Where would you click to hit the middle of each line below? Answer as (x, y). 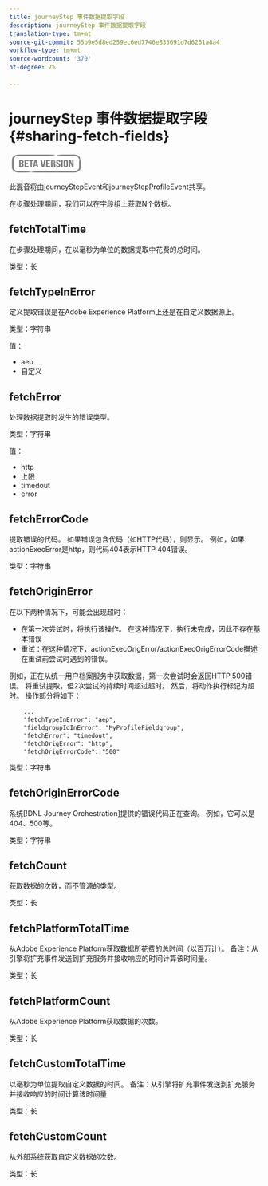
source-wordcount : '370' (50, 59)
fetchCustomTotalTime (68, 1064)
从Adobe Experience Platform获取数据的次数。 (86, 1021)
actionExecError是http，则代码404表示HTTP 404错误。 (100, 549)
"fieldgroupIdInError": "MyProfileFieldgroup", (104, 727)
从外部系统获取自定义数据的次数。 (65, 1156)
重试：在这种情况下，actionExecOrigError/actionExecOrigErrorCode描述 (139, 648)
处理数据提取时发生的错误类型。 (61, 417)
